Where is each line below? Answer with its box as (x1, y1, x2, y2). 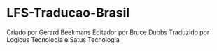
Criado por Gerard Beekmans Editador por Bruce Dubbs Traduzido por (6, 28, 210, 36)
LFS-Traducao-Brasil (6, 5, 130, 21)
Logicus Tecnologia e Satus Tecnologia (6, 35, 120, 43)
